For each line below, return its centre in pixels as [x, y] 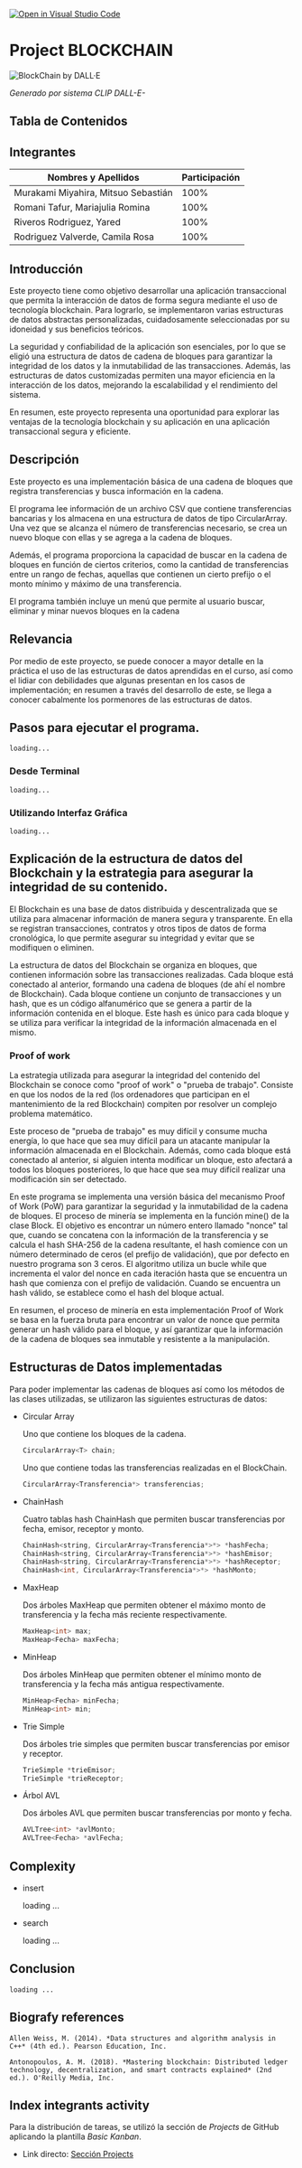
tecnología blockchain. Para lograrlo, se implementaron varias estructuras [146, 310]
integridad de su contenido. [89, 887]
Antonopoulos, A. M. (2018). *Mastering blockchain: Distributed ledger [149, 2062]
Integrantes [43, 152]
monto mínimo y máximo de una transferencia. [96, 584]
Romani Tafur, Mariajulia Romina [82, 208]
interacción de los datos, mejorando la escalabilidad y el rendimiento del [143, 385]
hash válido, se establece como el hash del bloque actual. [117, 1293]
